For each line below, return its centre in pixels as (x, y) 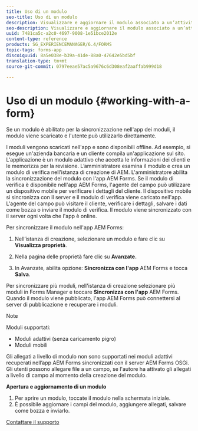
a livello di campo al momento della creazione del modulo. (77, 376)
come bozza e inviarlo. (42, 411)
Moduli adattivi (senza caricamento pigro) (65, 339)
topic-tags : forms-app (34, 50)
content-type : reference (37, 39)
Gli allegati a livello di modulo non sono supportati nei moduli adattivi (89, 357)
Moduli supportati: (28, 327)
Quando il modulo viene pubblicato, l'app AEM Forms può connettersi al (93, 298)
